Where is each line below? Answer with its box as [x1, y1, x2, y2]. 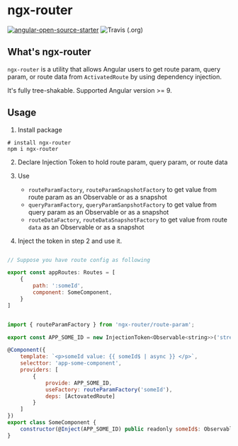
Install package [17, 125, 62, 134]
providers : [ [20, 367, 59, 374]
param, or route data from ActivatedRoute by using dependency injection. [7, 72, 222, 81]
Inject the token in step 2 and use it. [17, 236, 123, 245]
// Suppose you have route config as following [7, 256, 151, 263]
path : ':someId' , [33, 282, 84, 290]
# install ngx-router [7, 139, 72, 147]
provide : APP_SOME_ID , [45, 379, 113, 387]
